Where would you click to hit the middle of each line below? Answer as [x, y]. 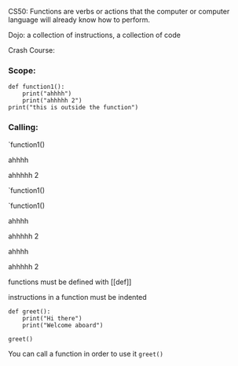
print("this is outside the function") [73, 108]
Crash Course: [31, 50]
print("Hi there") [52, 318]
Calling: [23, 128]
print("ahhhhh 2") [52, 101]
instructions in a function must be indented [77, 297]
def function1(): [37, 87]
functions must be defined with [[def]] [70, 282]
